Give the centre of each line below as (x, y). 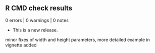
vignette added (21, 45)
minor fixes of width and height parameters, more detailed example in (77, 39)
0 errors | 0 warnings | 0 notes (37, 20)
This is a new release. (35, 30)
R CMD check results (39, 8)
